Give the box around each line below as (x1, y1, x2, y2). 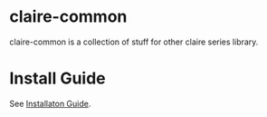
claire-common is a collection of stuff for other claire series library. (9, 36, 259, 47)
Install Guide (9, 68, 106, 89)
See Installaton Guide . (9, 98, 91, 109)
